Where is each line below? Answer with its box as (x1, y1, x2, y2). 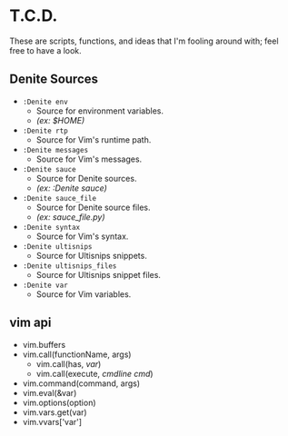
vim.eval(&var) (22, 387, 77, 398)
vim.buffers (22, 339, 66, 350)
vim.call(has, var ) (35, 358, 102, 369)
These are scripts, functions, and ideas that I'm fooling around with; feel (9, 35, 279, 46)
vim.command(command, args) (22, 378, 141, 389)
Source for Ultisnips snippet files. (35, 269, 162, 280)
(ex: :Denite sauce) (35, 183, 107, 193)
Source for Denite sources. (35, 173, 137, 183)
